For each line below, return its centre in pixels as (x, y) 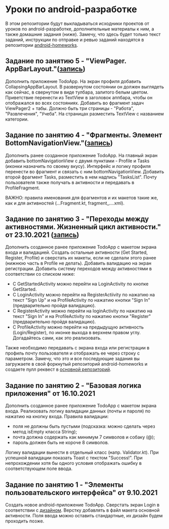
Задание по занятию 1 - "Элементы (65, 484)
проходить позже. (25, 521)
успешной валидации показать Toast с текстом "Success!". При (74, 458)
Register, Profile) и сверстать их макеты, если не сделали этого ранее (81, 258)
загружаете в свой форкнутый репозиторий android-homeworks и (76, 364)
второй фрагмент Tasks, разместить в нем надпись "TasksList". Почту (81, 177)
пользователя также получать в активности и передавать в (70, 182)
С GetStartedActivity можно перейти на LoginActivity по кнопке (80, 284)
